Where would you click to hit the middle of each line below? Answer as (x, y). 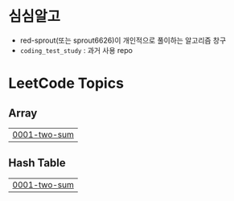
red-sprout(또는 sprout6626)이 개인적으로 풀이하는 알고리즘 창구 (123, 40)
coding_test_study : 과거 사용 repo (76, 50)
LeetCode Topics (66, 83)
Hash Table (37, 163)
